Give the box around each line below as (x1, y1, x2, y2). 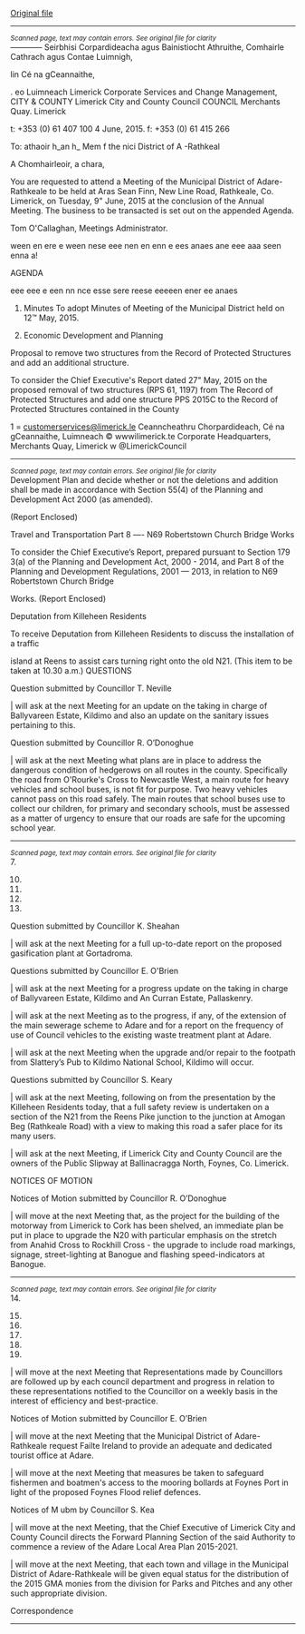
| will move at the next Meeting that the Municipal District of (10, 1431, 234, 1442)
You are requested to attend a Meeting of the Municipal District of (10, 176, 255, 187)
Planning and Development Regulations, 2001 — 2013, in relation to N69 (10, 566, 279, 576)
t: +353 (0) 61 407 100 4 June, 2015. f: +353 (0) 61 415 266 (10, 123, 230, 134)
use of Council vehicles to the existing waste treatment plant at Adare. (10, 1029, 272, 1040)
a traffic (10, 638, 40, 648)
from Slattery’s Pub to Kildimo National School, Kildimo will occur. (10, 1057, 254, 1068)
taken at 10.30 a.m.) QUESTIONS (10, 665, 132, 675)
